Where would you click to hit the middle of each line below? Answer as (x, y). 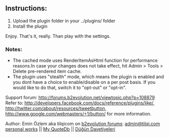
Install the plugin (30, 26)
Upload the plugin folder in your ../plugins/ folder (64, 20)
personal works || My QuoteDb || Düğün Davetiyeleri (61, 129)
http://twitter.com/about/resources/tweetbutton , (56, 108)
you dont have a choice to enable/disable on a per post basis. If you (84, 82)
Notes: (14, 49)
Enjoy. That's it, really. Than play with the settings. (58, 36)
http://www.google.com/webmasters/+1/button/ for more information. (78, 114)
